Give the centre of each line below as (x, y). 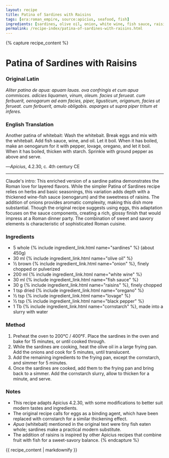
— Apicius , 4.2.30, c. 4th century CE (43, 166)
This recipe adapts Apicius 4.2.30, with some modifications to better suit (88, 403)
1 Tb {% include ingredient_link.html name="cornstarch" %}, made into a (88, 307)
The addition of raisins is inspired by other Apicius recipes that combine (87, 435)
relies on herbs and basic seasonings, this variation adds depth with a (78, 191)
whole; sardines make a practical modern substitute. (67, 429)
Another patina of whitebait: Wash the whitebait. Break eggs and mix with (81, 135)
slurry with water (30, 312)
